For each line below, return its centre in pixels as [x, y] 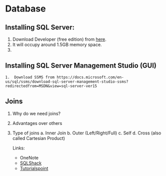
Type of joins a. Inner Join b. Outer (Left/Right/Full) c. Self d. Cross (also [87, 133]
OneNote [29, 157]
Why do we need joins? [36, 113]
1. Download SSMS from [30, 77]
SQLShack [31, 163]
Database [25, 9]
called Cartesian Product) [39, 138]
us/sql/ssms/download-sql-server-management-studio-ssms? [67, 81]
